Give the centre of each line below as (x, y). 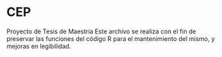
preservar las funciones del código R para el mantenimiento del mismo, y (111, 38)
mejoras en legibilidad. (39, 46)
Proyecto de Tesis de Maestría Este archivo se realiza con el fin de (101, 31)
